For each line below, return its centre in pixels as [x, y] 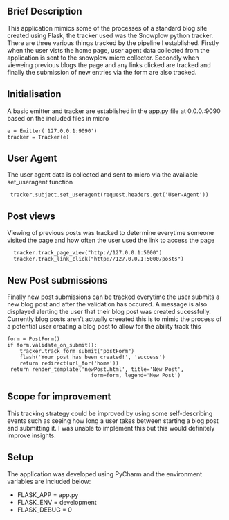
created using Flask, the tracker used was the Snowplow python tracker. [110, 35]
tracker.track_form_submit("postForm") [77, 352]
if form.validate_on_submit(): [52, 345]
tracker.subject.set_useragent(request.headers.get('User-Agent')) [109, 195]
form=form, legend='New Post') [136, 376]
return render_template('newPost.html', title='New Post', [97, 370]
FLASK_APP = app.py [48, 494]
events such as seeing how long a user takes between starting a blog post [113, 421]
